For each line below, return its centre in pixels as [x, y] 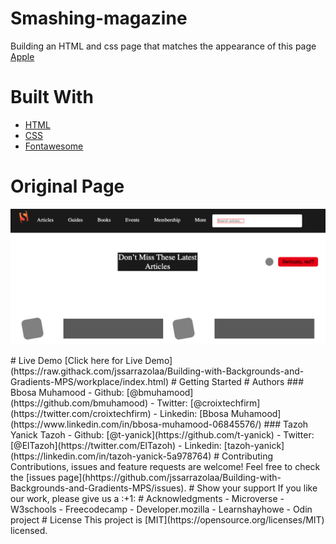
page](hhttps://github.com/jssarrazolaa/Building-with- [170, 478]
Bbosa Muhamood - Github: [67, 393]
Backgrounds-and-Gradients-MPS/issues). [98, 488]
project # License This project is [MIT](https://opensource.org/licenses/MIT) [167, 520]
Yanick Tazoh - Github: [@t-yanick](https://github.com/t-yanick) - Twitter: [162, 435]
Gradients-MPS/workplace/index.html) [90, 382]
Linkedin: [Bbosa [194, 414]
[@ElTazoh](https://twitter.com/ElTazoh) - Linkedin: [116, 446]
